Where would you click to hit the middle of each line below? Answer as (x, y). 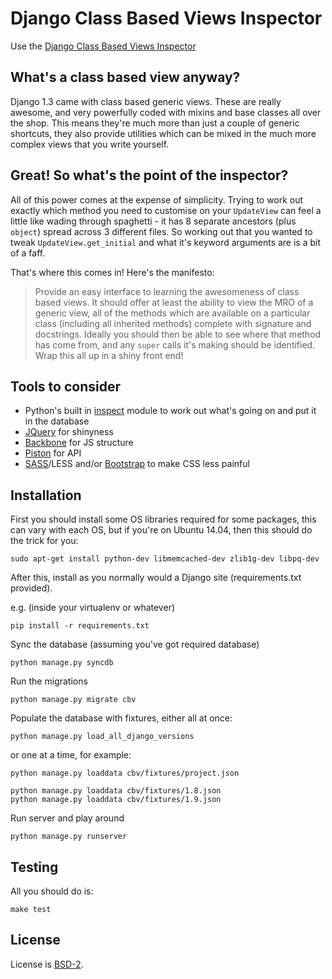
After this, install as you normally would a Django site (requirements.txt (156, 578)
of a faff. (28, 253)
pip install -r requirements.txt (80, 626)
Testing (34, 867)
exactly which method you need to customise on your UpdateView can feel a (166, 210)
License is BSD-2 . (47, 964)
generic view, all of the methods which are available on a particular (172, 313)
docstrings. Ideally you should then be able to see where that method (178, 334)
